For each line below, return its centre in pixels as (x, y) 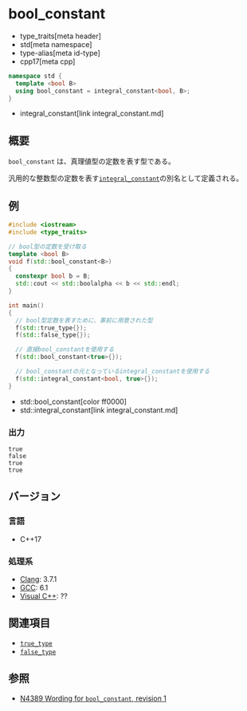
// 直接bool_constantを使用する (65, 350)
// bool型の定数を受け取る (48, 247)
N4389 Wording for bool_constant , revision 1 (93, 698)
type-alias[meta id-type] (60, 53)
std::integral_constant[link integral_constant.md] (99, 410)
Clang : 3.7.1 (38, 579)
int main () (26, 305)
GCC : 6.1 (34, 587)
